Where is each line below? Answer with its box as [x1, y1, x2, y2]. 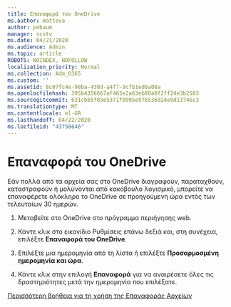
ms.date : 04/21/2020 [7, 37, 69, 44]
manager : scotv [7, 30, 53, 38]
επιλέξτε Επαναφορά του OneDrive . [17, 235, 127, 244]
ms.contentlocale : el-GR [7, 110, 81, 117]
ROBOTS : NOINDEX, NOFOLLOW [7, 57, 88, 64]
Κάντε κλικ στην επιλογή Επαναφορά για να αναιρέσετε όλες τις [17, 270, 214, 279]
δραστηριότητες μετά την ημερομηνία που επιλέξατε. [17, 278, 178, 286]
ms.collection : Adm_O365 [7, 70, 81, 77]
